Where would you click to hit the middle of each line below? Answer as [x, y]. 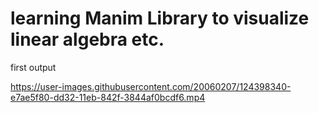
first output [33, 67]
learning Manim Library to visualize [160, 18]
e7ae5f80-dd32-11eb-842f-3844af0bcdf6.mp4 [108, 97]
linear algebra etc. [87, 39]
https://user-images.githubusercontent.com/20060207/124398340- [151, 86]
